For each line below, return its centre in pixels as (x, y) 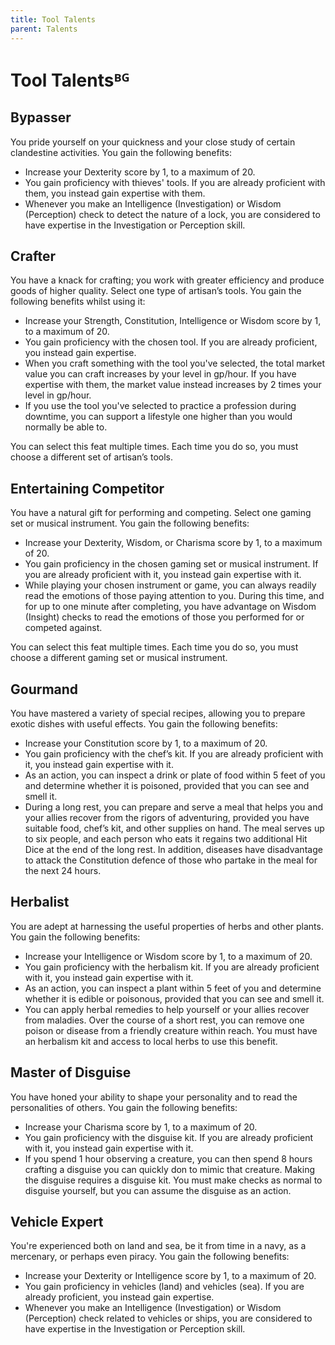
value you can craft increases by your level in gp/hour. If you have (160, 374)
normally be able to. (66, 427)
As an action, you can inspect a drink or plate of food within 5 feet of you (175, 775)
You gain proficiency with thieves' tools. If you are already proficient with (175, 182)
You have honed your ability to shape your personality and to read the (154, 1097)
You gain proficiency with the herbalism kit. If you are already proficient (172, 967)
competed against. (63, 628)
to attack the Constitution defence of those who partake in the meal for (171, 860)
